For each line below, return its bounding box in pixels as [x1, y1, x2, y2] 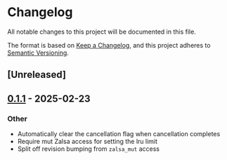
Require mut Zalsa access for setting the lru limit [17, 138, 158, 146]
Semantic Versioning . [7, 48, 69, 57]
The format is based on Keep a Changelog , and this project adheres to [7, 41, 211, 49]
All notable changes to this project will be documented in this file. [7, 27, 197, 36]
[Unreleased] [7, 69, 67, 81]
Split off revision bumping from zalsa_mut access [17, 145, 160, 153]
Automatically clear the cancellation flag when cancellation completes [17, 130, 221, 138]
